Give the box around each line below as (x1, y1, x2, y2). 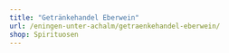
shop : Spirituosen (9, 30, 79, 39)
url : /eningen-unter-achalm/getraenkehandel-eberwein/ (9, 22, 221, 31)
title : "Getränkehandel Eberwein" (9, 13, 140, 22)
